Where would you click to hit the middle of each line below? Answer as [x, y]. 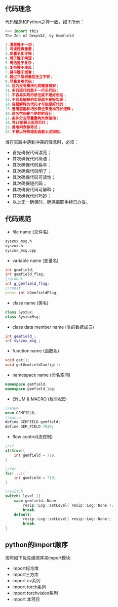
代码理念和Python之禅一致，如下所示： [45, 22]
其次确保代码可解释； [34, 190]
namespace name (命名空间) [41, 375]
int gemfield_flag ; [25, 274]
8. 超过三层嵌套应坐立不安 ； [30, 77]
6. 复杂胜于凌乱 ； [20, 67]
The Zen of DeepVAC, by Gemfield [39, 36]
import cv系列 [26, 580]
